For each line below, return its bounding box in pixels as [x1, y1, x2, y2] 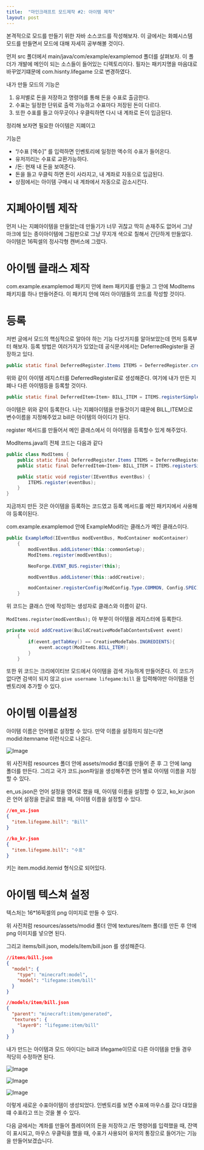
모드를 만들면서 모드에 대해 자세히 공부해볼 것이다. [6, 40, 125, 47]
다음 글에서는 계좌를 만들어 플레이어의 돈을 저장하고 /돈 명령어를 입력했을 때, [6, 1121, 186, 1129]
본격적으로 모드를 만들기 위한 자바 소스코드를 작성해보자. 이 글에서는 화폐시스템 [6, 32, 193, 40]
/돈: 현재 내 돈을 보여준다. [15, 162, 76, 170]
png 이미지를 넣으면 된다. [6, 930, 67, 937]
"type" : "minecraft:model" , [17, 971, 88, 978]
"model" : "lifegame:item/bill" [17, 977, 97, 983]
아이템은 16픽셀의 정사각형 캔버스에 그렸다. [6, 238, 107, 245]
